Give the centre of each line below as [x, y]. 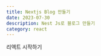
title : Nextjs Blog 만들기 [38, 12]
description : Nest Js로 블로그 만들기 [51, 23]
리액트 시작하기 [24, 47]
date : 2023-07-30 [28, 18]
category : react [27, 29]
